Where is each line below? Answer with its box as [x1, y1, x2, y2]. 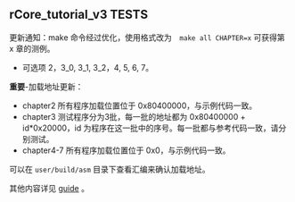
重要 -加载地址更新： [9, 80, 84, 92]
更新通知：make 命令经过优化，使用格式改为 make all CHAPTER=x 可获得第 [9, 31, 285, 43]
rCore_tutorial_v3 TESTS [9, 7, 149, 22]
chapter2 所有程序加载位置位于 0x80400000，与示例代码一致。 [21, 100, 257, 111]
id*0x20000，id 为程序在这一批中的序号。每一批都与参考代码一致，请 [21, 122, 279, 133]
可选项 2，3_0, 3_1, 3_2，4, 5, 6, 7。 [21, 62, 154, 72]
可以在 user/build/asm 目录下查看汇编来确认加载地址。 [9, 164, 211, 174]
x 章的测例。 [9, 43, 55, 54]
